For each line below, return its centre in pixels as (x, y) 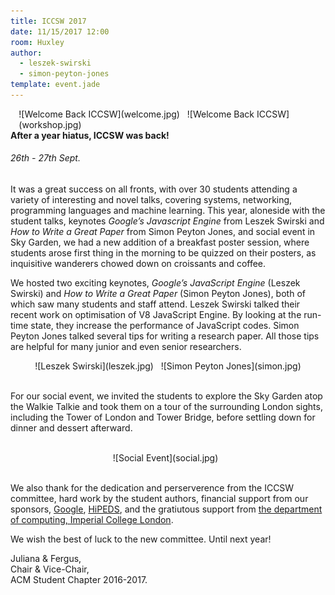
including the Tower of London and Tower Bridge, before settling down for (163, 417)
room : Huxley (37, 42)
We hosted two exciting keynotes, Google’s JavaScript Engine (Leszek (155, 283)
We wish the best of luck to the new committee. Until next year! (141, 539)
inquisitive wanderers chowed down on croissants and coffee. (138, 264)
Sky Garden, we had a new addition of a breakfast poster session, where (160, 242)
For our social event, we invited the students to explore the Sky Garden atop (166, 396)
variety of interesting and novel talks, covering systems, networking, (151, 200)
